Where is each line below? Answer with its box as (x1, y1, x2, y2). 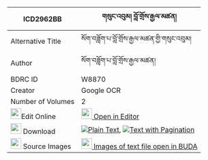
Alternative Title (10, 36, 61, 46)
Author (10, 58, 33, 68)
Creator (10, 85, 35, 95)
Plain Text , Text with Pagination (87, 124, 195, 134)
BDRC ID (10, 75, 39, 84)
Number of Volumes (10, 97, 75, 106)
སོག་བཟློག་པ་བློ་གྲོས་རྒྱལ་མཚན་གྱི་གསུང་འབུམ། (80, 34, 192, 43)
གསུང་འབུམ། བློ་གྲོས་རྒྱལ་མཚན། (102, 12, 177, 21)
